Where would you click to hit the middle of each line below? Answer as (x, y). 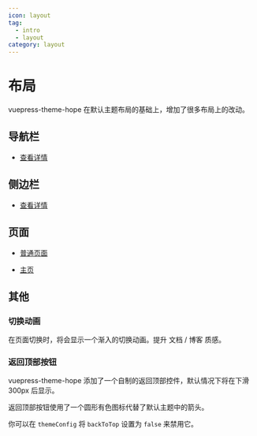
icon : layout (30, 15)
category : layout (37, 45)
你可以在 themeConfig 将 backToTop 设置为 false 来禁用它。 (103, 424)
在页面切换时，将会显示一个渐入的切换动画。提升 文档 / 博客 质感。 (117, 340)
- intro (28, 30)
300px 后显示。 (34, 390)
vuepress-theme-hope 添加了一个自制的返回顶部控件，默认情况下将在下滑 (129, 381)
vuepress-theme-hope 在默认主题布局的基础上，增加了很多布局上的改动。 (129, 110)
